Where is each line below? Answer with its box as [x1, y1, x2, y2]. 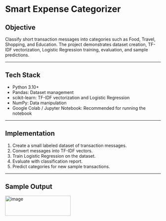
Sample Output [5, 182, 53, 191]
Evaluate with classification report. [12, 158, 83, 164]
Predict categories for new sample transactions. [12, 163, 110, 169]
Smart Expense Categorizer [5, 3, 121, 15]
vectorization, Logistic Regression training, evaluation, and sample [13, 47, 148, 52]
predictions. [5, 52, 30, 58]
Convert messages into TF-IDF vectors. [12, 147, 93, 154]
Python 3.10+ [12, 84, 40, 90]
